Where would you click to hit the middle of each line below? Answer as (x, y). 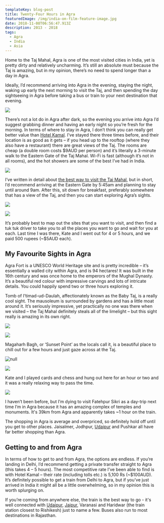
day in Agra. (17, 75)
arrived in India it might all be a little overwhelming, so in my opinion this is (80, 485)
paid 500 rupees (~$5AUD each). (39, 238)
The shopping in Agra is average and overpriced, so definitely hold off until (80, 422)
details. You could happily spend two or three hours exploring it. (69, 286)
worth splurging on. (25, 490)
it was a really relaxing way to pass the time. (50, 383)
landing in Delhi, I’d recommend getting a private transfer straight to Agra (79, 464)
